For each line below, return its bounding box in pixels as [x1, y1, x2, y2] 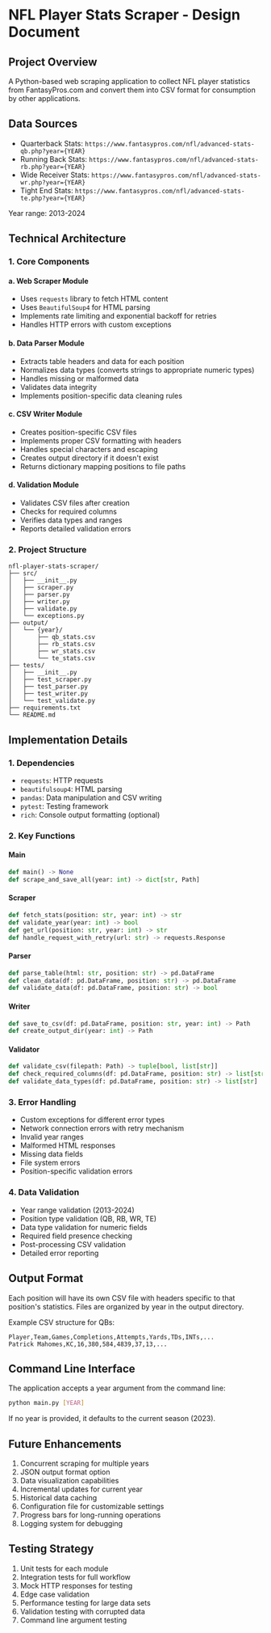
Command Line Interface [8, 1361, 135, 1376]
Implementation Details [8, 733, 128, 747]
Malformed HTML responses [19, 1140, 115, 1150]
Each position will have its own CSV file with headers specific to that [8, 1292, 236, 1303]
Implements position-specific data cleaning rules [19, 391, 183, 400]
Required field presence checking [19, 1231, 133, 1241]
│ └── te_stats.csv [8, 654, 95, 662]
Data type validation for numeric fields [19, 1222, 148, 1232]
